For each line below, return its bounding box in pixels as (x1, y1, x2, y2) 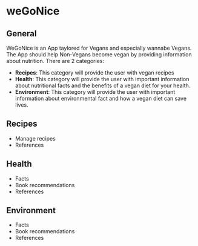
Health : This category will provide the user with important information (15, 76, 190, 82)
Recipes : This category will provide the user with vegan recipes (15, 69, 174, 76)
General (6, 28, 38, 39)
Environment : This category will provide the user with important (15, 88, 176, 95)
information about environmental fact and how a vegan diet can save (15, 95, 186, 102)
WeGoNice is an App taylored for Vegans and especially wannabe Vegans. (6, 44, 192, 52)
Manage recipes (15, 135, 56, 142)
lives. (15, 101, 28, 108)
